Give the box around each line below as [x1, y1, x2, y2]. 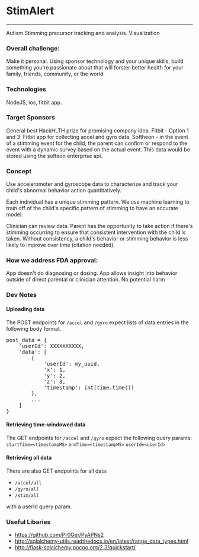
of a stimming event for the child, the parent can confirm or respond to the [6, 140, 188, 147]
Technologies [6, 85, 46, 93]
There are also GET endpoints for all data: [6, 467, 108, 474]
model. [6, 211, 23, 218]
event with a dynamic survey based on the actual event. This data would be [6, 145, 191, 153]
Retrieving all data [6, 454, 52, 461]
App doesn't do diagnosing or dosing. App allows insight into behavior [6, 270, 178, 277]
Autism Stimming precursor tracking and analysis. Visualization [6, 29, 160, 36]
